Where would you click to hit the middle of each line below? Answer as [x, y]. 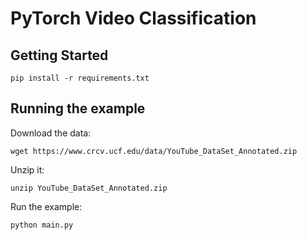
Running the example [78, 108]
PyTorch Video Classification [133, 18]
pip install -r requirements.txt [80, 78]
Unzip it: [27, 169]
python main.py [42, 225]
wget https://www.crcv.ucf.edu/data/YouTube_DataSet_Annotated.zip [154, 151]
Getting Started [59, 55]
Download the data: [51, 133]
